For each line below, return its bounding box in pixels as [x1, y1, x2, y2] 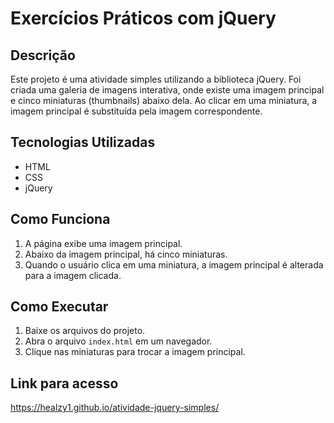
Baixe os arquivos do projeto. [24, 325, 146, 337]
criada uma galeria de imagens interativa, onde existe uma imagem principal [10, 84, 325, 96]
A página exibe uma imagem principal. [24, 237, 183, 249]
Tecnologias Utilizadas [10, 134, 156, 151]
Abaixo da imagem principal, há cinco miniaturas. [24, 248, 228, 260]
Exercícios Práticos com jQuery [10, 7, 277, 30]
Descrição [10, 47, 76, 64]
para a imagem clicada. [24, 269, 122, 281]
